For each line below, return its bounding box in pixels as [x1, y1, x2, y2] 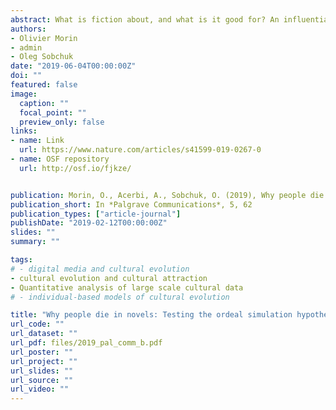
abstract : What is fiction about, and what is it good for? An [10, 14, 280, 25]
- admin [10, 42, 43, 53]
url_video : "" [10, 384, 70, 395]
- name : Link [10, 136, 65, 146]
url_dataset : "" [10, 329, 78, 339]
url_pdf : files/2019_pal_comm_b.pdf [10, 338, 163, 348]
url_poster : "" [10, 347, 74, 357]
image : [10, 89, 38, 99]
